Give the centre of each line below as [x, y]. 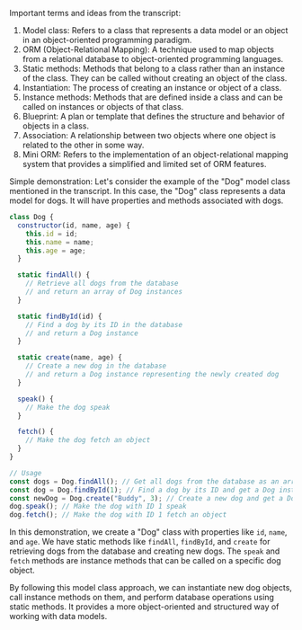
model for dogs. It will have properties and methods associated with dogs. [147, 200]
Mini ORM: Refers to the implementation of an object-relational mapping [155, 155]
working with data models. [58, 617]
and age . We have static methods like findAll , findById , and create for [140, 542]
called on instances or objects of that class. [103, 106]
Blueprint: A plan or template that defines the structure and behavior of [153, 116]
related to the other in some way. [83, 145]
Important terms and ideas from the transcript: [95, 13]
